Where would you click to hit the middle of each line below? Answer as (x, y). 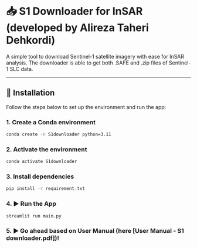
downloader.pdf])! (33, 238)
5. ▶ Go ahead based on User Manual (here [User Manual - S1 (95, 231)
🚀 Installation (30, 93)
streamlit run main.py (34, 216)
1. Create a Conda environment (51, 122)
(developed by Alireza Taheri (78, 28)
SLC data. (21, 69)
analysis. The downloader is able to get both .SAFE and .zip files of (87, 63)
